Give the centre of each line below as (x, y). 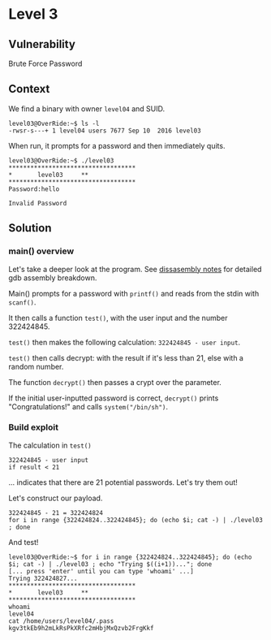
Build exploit (34, 427)
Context (29, 89)
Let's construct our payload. (56, 498)
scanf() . (22, 302)
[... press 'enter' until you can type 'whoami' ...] (101, 571)
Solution (30, 228)
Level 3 (33, 14)
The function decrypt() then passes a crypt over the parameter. (115, 382)
